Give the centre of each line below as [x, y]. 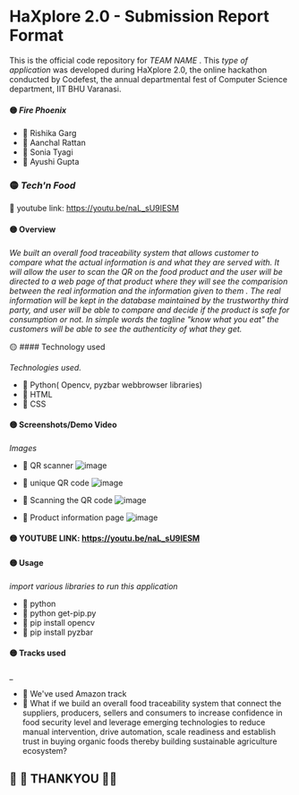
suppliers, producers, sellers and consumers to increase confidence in [153, 713]
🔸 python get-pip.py [59, 613]
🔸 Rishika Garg [49, 133]
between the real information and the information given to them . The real [145, 291]
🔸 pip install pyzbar [58, 632]
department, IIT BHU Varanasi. [65, 89]
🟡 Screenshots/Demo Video [64, 425]
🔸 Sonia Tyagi [47, 152]
